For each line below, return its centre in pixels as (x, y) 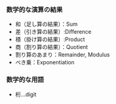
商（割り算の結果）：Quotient (52, 47)
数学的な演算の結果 (34, 9)
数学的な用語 (25, 80)
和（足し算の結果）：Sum (46, 24)
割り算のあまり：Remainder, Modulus (62, 55)
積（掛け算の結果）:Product (50, 39)
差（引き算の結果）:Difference (53, 32)
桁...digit (26, 94)
